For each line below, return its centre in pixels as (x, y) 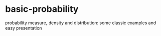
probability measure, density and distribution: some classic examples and (80, 23)
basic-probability (42, 9)
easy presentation (24, 28)
